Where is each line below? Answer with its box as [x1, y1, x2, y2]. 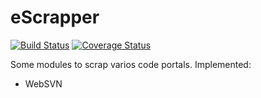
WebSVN [24, 77, 63, 90]
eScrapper [10, 6, 100, 29]
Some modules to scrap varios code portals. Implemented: [10, 58, 252, 70]
